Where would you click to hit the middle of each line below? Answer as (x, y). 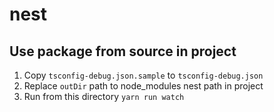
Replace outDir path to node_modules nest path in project (143, 86)
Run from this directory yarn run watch (104, 96)
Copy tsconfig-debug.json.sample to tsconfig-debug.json (143, 75)
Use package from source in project (123, 51)
